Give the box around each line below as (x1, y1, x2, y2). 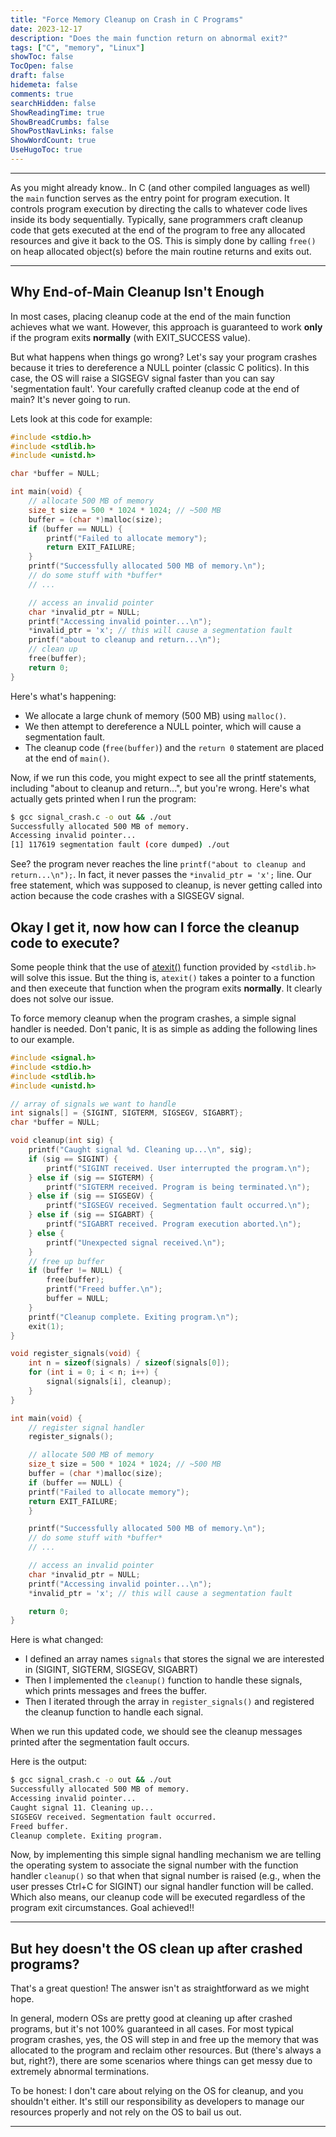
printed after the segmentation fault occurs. (10, 1736, 190, 1748)
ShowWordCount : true (10, 136, 97, 146)
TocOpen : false (10, 61, 74, 71)
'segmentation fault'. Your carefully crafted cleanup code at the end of (10, 382, 300, 395)
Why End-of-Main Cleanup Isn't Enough (10, 284, 265, 301)
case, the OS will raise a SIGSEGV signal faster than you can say (10, 372, 275, 384)
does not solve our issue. (10, 993, 115, 1005)
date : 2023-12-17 (10, 24, 83, 34)
